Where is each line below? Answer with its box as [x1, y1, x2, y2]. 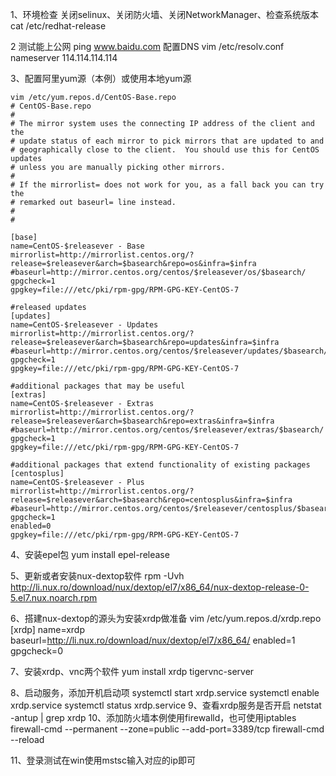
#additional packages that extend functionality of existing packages [10, 460, 311, 470]
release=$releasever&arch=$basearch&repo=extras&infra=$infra [10, 416, 275, 426]
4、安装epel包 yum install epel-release [10, 549, 170, 560]
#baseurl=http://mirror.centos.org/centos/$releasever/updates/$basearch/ [10, 346, 329, 356]
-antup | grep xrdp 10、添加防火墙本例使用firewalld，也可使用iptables [10, 712, 297, 723]
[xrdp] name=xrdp [10, 624, 85, 635]
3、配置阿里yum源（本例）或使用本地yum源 [10, 73, 192, 84]
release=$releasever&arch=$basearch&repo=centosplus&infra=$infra [10, 495, 293, 505]
